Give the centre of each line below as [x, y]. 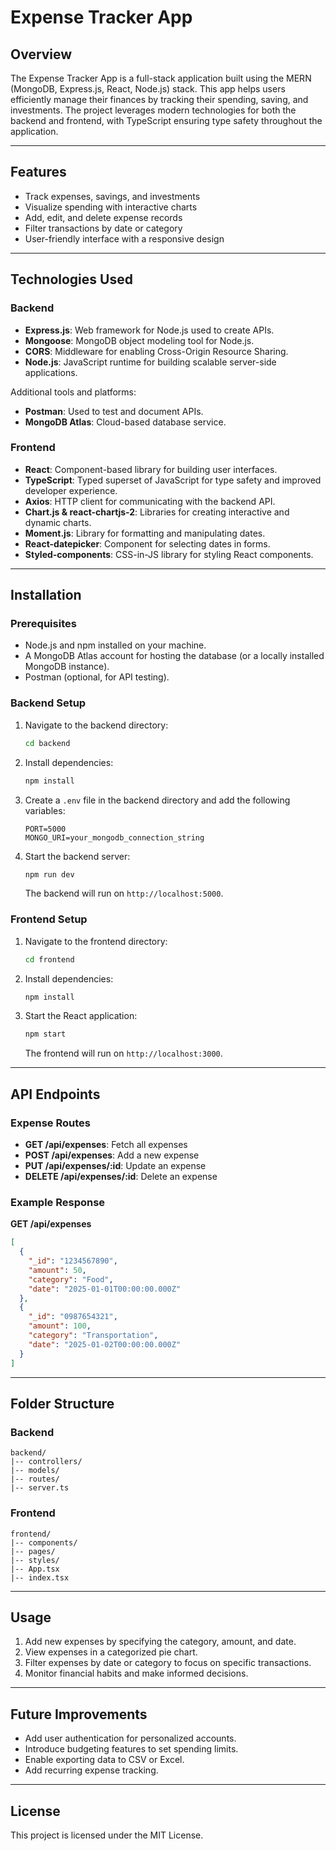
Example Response [58, 1202]
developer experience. [71, 490]
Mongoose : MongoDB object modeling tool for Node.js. [139, 340]
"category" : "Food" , [71, 1279]
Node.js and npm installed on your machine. [115, 645]
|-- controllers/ [46, 1462]
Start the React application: [81, 1016]
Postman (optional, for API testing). [97, 677]
